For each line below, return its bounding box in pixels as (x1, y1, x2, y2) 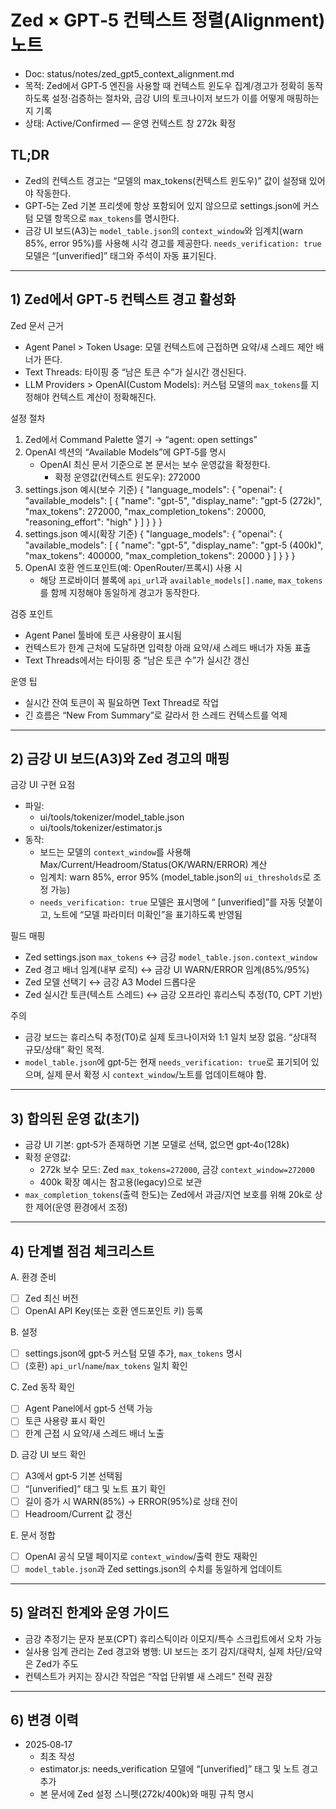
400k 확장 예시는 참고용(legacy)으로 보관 (39, 1176, 203, 1188)
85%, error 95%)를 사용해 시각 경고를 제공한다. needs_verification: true (24, 237, 322, 249)
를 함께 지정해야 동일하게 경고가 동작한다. (39, 586, 201, 598)
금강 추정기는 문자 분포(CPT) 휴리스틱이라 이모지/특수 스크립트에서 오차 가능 (24, 1632, 323, 1645)
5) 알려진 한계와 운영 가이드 (10, 1604, 170, 1621)
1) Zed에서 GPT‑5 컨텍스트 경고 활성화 (10, 291, 237, 308)
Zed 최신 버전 (24, 1292, 79, 1304)
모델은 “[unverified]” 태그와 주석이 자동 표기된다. (24, 249, 217, 261)
